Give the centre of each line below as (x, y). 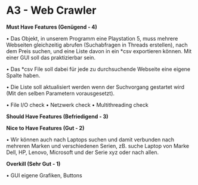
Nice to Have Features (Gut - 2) (45, 128)
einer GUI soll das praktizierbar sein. (51, 57)
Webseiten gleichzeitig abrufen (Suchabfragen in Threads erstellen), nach (97, 45)
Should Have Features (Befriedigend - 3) (57, 116)
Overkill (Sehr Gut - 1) (33, 164)
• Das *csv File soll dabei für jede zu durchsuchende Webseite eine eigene (98, 69)
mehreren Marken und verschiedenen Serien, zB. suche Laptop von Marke (98, 146)
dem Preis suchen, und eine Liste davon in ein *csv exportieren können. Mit (99, 51)
